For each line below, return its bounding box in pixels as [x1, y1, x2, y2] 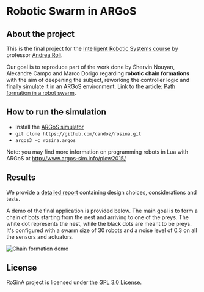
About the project [6, 29, 75, 39]
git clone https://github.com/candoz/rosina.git [15, 130, 142, 137]
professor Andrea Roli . [6, 51, 63, 59]
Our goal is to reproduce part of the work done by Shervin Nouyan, [6, 63, 175, 70]
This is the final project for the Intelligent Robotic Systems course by [6, 45, 178, 52]
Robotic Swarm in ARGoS [6, 4, 137, 18]
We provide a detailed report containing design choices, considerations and [6, 189, 197, 196]
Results [6, 173, 36, 183]
